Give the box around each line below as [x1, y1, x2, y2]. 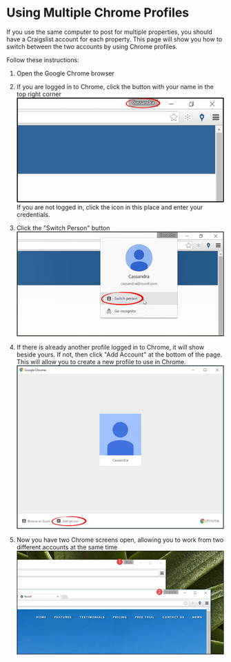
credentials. [16, 211, 50, 219]
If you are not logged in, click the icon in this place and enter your [16, 203, 203, 211]
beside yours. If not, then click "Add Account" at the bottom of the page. [16, 350, 223, 359]
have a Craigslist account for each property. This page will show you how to [6, 35, 223, 43]
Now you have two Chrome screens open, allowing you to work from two [16, 536, 224, 544]
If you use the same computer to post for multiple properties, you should [6, 28, 213, 36]
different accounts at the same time [16, 542, 118, 551]
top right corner [16, 90, 61, 98]
